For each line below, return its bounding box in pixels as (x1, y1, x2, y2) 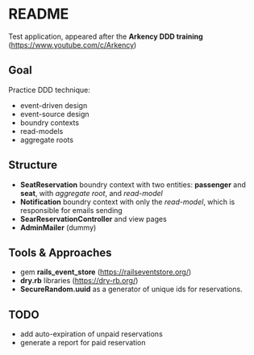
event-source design (19, 109, 90, 119)
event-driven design (19, 100, 88, 110)
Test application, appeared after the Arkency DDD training (8, 31, 203, 41)
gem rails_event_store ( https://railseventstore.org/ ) (19, 267, 192, 277)
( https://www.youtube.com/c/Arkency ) (8, 40, 137, 49)
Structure (8, 158, 58, 172)
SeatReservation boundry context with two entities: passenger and (19, 179, 246, 190)
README (8, 5, 69, 23)
